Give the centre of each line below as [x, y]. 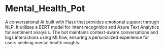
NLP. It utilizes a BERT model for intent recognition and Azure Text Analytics [82, 27]
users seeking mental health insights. [43, 42]
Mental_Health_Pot [45, 8]
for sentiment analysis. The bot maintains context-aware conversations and [82, 32]
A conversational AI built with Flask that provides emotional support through [82, 22]
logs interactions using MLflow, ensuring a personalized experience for [77, 37]
